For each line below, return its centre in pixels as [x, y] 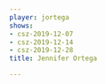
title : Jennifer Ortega [53, 58]
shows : [21, 26]
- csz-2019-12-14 [41, 42]
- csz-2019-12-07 [41, 34]
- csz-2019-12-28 [41, 50]
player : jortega [39, 17]
